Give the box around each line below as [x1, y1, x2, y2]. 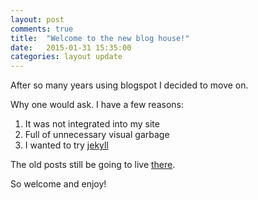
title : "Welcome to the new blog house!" [10, 33, 190, 43]
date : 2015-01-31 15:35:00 [10, 42, 132, 53]
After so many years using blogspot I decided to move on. [10, 79, 249, 91]
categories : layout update [10, 52, 123, 62]
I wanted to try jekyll [24, 139, 109, 151]
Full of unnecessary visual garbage [24, 129, 170, 141]
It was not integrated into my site [24, 118, 160, 130]
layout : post [10, 14, 65, 25]
